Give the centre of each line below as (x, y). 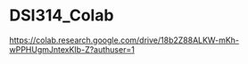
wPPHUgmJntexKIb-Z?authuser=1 (72, 49)
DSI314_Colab (62, 16)
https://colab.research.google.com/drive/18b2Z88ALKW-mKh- (124, 40)
